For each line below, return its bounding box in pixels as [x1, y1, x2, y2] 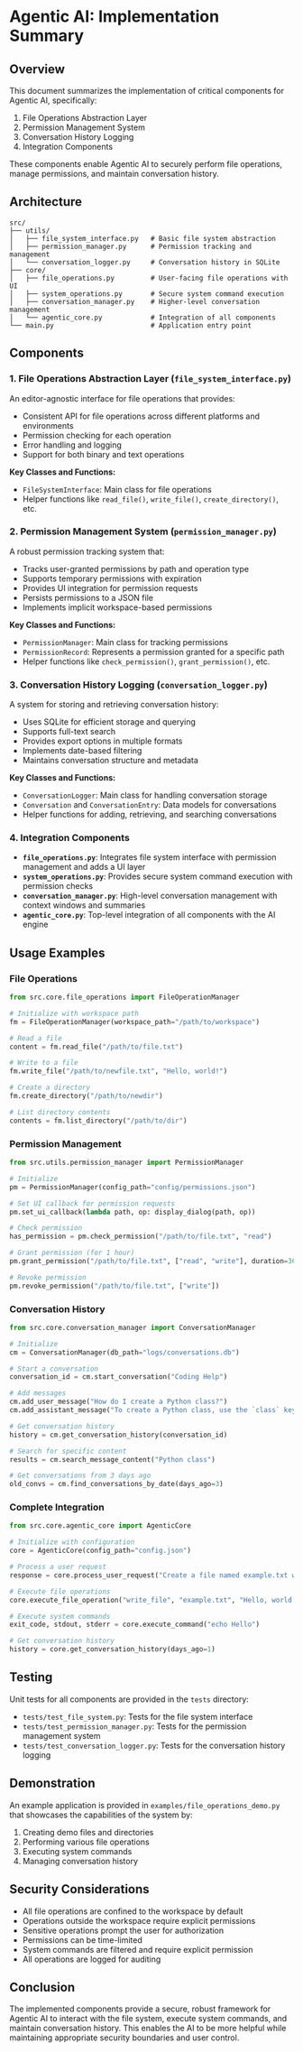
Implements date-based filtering [22, 745, 142, 756]
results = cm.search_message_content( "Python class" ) [9, 1455, 216, 1464]
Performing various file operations [22, 1836, 151, 1847]
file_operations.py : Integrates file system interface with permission [22, 852, 277, 863]
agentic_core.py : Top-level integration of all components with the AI [22, 910, 276, 920]
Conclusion [9, 1979, 76, 1995]
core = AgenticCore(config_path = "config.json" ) [9, 1546, 192, 1556]
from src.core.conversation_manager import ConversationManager [9, 1323, 256, 1332]
